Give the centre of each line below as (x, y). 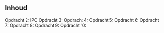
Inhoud (16, 8)
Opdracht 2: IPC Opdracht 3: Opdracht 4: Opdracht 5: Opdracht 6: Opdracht (82, 20)
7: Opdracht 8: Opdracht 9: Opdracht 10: (46, 25)
